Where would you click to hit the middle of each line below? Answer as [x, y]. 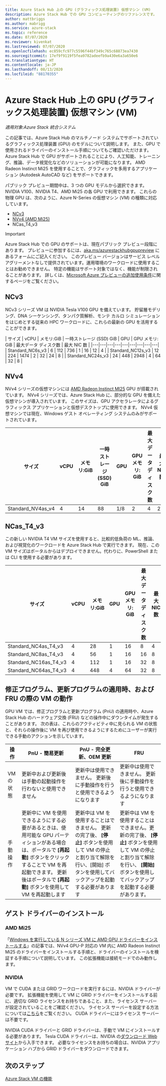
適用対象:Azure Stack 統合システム [40, 127]
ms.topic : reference [26, 33]
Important [15, 234]
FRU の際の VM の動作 [39, 698]
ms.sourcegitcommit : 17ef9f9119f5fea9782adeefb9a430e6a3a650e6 [72, 56]
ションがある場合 [46, 843]
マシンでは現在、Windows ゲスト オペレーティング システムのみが [77, 414]
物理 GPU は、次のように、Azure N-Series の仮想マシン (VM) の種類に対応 [81, 197]
